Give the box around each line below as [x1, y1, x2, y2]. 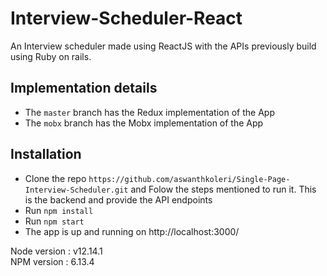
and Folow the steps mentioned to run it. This [130, 183, 317, 195]
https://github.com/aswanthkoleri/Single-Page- [88, 174, 291, 184]
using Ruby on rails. [10, 50, 92, 62]
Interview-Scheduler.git [24, 185, 129, 195]
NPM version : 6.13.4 [10, 255, 95, 267]
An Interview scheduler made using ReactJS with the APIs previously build [10, 40, 317, 52]
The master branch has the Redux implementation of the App [24, 106, 275, 118]
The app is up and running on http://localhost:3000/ [24, 225, 240, 237]
